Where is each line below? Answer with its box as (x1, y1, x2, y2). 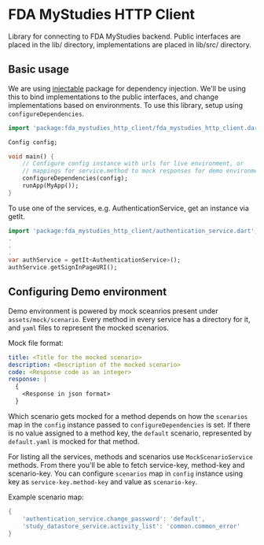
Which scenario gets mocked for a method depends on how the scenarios (8, 411, 248, 421)
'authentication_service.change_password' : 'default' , (22, 514, 206, 523)
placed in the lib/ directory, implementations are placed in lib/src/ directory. (8, 39, 251, 49)
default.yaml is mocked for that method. (8, 436, 140, 446)
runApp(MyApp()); (22, 182, 79, 190)
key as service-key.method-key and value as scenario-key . (8, 476, 198, 486)
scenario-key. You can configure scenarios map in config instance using (8, 469, 244, 478)
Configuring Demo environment (8, 285, 167, 298)
